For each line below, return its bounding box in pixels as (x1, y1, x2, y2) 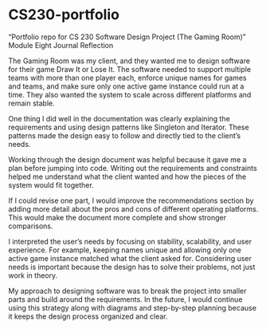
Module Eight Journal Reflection (8, 40, 114, 50)
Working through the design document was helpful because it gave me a (8, 154, 247, 164)
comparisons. (8, 221, 53, 231)
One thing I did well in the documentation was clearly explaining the (8, 113, 231, 123)
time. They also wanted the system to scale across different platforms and (8, 89, 252, 99)
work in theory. (8, 270, 58, 280)
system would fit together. (8, 180, 94, 189)
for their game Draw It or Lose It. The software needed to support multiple (8, 64, 252, 73)
